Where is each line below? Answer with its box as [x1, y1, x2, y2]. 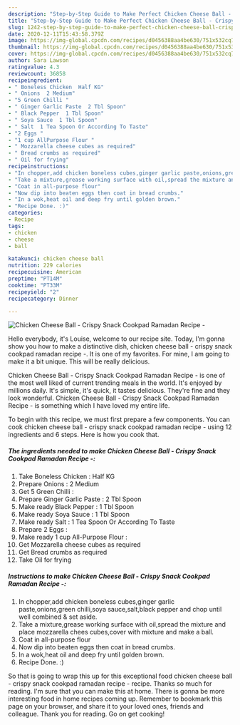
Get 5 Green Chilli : [18, 488, 74, 496]
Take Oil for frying [18, 555, 72, 564]
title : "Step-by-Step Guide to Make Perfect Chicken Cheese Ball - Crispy [8, 17, 235, 24]
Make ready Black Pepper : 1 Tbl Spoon [18, 503, 135, 511]
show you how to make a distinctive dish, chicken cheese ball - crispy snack [8, 342, 232, 351]
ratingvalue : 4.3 [8, 63, 60, 71]
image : [8, 37, 28, 44]
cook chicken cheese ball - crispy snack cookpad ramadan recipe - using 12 [8, 423, 232, 431]
